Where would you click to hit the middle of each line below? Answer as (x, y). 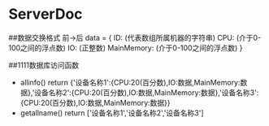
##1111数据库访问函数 (44, 65)
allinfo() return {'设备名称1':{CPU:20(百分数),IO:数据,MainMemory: (130, 82)
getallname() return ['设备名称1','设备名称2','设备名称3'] (112, 113)
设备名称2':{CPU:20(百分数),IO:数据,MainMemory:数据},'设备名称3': (146, 92)
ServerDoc (46, 14)
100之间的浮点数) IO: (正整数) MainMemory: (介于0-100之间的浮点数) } (126, 48)
